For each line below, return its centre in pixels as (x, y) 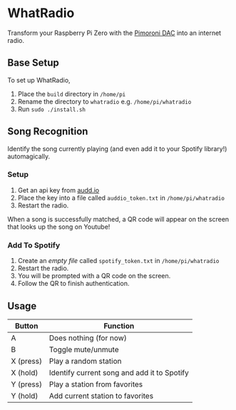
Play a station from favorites (96, 384)
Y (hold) (25, 396)
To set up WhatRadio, (39, 80)
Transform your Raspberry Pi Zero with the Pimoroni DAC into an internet (114, 33)
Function (119, 326)
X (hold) (25, 372)
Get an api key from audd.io (58, 190)
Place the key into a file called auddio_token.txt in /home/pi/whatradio (121, 198)
